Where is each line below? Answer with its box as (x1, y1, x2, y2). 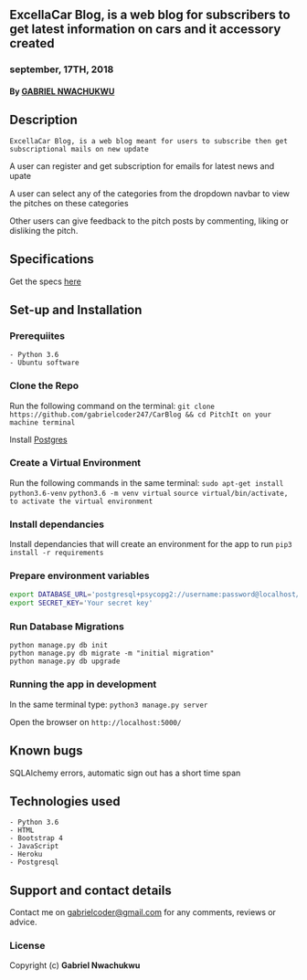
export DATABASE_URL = (9, 590, 92, 599)
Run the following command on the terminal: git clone (9, 400, 215, 411)
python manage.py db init (9, 641, 108, 650)
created (9, 36, 55, 51)
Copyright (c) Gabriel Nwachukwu (9, 960, 141, 971)
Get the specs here (9, 276, 82, 287)
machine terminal (9, 417, 76, 427)
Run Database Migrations (9, 620, 125, 633)
